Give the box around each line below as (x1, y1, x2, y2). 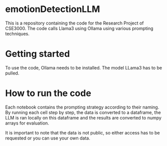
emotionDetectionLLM (5, 3, 100, 15)
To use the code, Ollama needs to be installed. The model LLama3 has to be (5, 64, 162, 70)
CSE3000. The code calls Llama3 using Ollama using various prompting (5, 25, 154, 31)
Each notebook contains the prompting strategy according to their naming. (5, 104, 159, 110)
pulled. (5, 70, 20, 76)
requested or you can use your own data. (5, 135, 90, 141)
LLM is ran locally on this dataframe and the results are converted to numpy (5, 114, 162, 120)
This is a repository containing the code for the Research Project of (5, 20, 144, 26)
